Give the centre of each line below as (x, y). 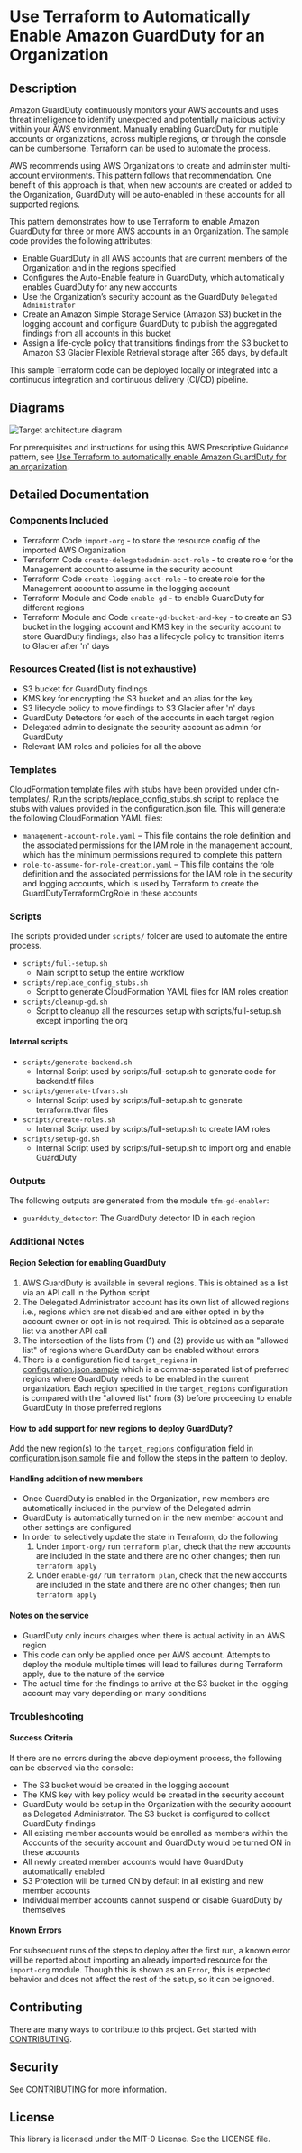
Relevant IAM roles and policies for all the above (112, 746)
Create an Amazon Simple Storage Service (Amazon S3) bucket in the (152, 314)
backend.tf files (65, 1081)
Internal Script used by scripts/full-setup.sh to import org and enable (163, 1147)
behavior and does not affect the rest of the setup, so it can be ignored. (142, 1979)
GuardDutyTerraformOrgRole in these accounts (110, 893)
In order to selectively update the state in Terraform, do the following (150, 1537)
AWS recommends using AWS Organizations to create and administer (138, 166)
